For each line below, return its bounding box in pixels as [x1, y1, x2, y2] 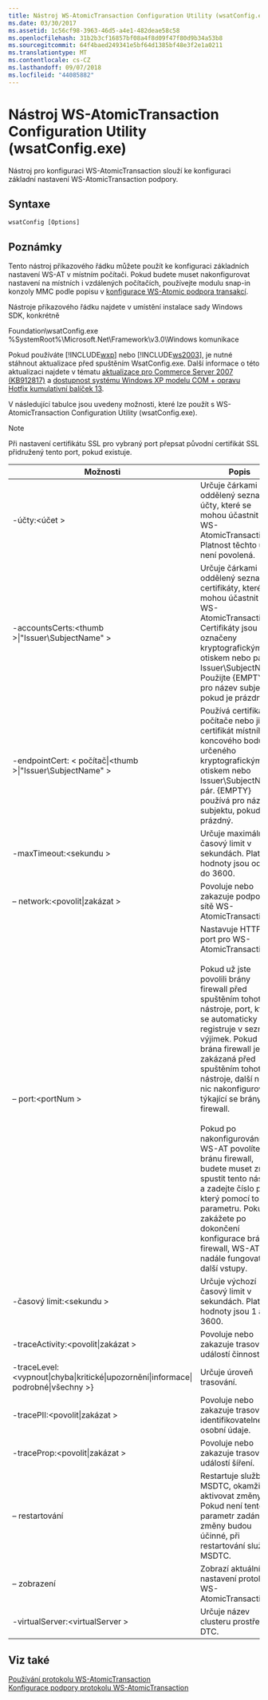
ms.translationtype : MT [8, 49, 88, 57]
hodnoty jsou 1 [200, 1306, 257, 1317]
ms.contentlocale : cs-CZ [8, 57, 91, 65]
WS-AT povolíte [200, 1143, 261, 1154]
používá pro [200, 795, 245, 806]
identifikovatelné [200, 1414, 263, 1425]
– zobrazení [12, 1578, 56, 1589]
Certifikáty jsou [200, 623, 258, 634]
